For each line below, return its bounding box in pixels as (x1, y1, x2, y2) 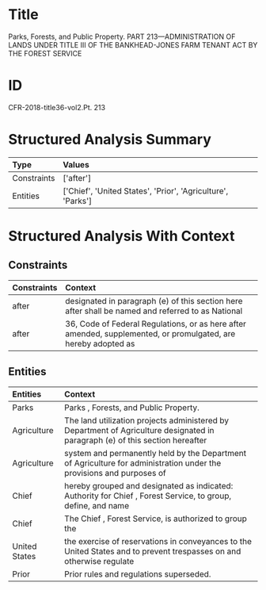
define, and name (64, 500, 129, 511)
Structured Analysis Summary (8, 131, 211, 148)
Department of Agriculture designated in (64, 424, 215, 435)
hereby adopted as (65, 338, 135, 349)
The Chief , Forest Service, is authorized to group (64, 513, 248, 524)
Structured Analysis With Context (8, 228, 235, 245)
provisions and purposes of (64, 467, 166, 478)
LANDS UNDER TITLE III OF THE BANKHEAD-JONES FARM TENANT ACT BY (8, 40, 258, 49)
